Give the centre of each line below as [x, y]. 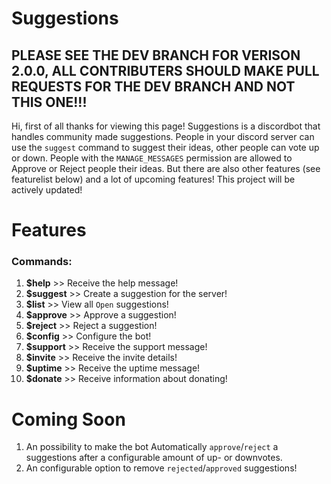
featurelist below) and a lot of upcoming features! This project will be [153, 179]
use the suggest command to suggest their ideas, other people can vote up [165, 147]
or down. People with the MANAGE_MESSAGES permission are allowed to [152, 158]
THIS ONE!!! [49, 102]
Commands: [42, 262]
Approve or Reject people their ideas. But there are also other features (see [166, 168]
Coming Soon [68, 419]
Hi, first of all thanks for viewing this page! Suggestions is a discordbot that [166, 126]
